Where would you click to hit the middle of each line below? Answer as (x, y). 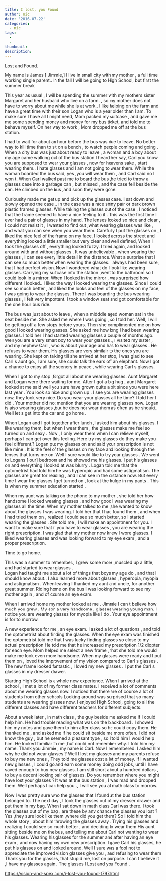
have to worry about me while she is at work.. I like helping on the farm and (82, 106)
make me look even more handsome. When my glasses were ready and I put (83, 655)
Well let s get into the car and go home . (46, 413)
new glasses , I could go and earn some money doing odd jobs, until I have (81, 764)
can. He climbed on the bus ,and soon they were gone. (61, 189)
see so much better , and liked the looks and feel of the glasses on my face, (82, 288)
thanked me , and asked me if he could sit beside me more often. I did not (80, 733)
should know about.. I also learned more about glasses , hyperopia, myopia (82, 578)
